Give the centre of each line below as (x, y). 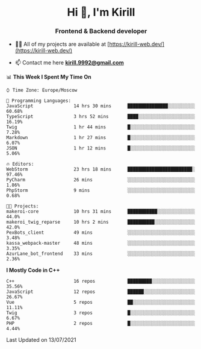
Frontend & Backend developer (101, 31)
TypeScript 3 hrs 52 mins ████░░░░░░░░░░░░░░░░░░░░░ (101, 117)
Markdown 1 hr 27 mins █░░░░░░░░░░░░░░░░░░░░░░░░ (101, 138)
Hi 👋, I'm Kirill (101, 12)
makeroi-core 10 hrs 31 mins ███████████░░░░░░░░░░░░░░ (101, 212)
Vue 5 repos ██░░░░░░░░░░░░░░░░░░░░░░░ (101, 303)
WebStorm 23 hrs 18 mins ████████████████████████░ (101, 169)
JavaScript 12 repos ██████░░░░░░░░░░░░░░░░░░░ (101, 292)
